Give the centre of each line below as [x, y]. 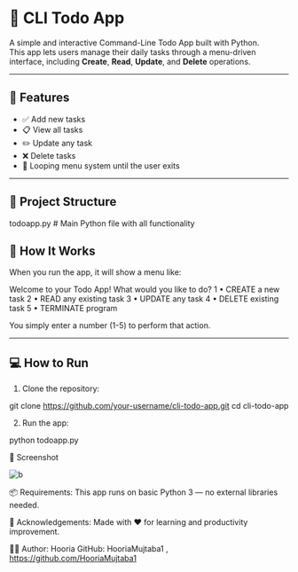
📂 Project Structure [63, 202]
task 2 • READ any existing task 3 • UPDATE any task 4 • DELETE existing [144, 299]
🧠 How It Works [52, 251]
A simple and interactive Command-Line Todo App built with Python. [134, 43]
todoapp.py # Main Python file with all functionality [102, 223]
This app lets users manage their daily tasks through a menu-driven [133, 51]
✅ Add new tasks [54, 119]
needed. [24, 505]
